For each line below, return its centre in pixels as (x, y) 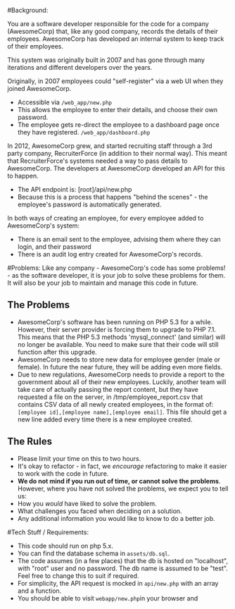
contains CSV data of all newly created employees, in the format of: (115, 404)
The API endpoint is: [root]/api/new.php (75, 189)
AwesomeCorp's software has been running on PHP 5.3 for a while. (115, 322)
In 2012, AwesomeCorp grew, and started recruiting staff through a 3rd (110, 146)
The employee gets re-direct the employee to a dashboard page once (119, 125)
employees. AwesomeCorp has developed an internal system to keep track (116, 39)
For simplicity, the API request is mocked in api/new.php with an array (118, 583)
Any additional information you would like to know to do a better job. (116, 518)
